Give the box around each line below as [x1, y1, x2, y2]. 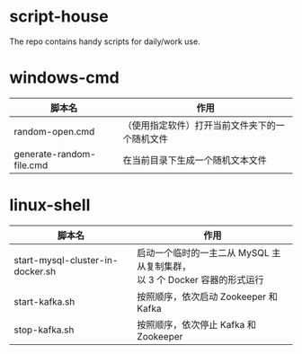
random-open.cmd [13, 125, 95, 137]
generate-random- [13, 147, 96, 160]
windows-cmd [9, 67, 120, 88]
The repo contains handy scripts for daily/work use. [9, 36, 200, 47]
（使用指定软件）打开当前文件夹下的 [122, 119, 276, 131]
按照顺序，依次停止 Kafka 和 [137, 318, 257, 331]
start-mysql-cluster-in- [13, 253, 119, 266]
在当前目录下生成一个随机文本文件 [122, 154, 267, 166]
